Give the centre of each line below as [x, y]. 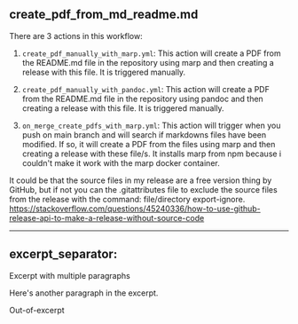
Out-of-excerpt [37, 310]
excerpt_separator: [63, 254]
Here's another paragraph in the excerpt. [84, 293]
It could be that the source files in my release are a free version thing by [141, 180]
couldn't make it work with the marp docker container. [121, 162]
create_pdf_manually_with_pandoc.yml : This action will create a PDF [146, 89]
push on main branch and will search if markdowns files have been [144, 134]
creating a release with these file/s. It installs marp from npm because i [152, 154]
